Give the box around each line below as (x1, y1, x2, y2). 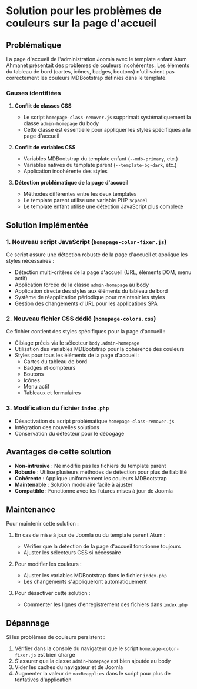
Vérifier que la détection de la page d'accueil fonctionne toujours (23, 543, 181, 550)
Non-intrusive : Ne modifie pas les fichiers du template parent (14, 463, 166, 470)
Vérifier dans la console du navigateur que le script (14, 645, 139, 652)
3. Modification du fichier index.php (6, 404, 109, 412)
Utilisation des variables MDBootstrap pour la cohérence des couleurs (14, 346, 185, 353)
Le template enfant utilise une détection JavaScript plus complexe (23, 203, 183, 210)
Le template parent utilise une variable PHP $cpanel (23, 197, 148, 204)
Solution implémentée (6, 220, 89, 230)
